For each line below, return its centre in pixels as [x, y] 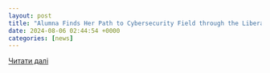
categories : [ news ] [41, 38]
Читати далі [29, 61]
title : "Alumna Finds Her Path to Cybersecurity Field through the [124, 23]
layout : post [30, 16]
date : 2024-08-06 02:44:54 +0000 [64, 30]
